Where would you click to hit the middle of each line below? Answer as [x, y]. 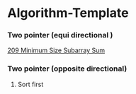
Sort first [30, 84]
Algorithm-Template [68, 13]
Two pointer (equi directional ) [60, 35]
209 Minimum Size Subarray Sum [56, 50]
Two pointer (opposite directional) [67, 69]
